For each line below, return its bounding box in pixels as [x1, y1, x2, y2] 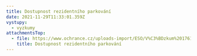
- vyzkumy [11, 24, 35, 31]
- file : [11, 36, 30, 41]
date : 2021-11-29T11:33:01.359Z [6, 14, 85, 20]
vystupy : [6, 19, 28, 25]
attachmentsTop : [6, 30, 46, 36]
